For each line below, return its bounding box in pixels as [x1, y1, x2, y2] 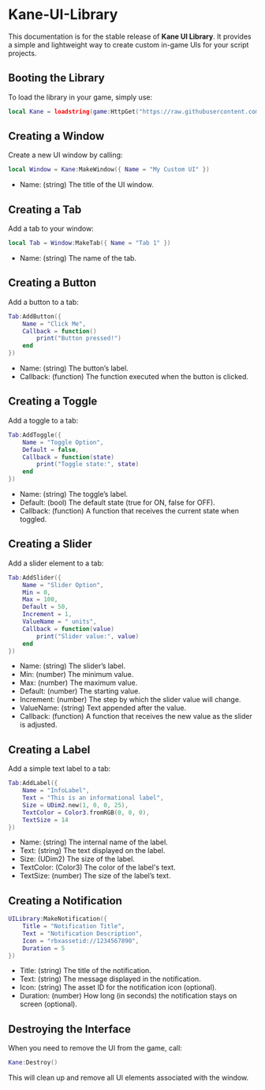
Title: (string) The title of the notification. [19, 966, 151, 975]
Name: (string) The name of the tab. [19, 254, 136, 262]
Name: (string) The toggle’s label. [19, 490, 129, 498]
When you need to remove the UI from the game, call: [8, 1043, 183, 1053]
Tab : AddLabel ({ [8, 780, 58, 787]
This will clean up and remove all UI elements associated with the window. [8, 1073, 249, 1083]
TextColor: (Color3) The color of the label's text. [19, 863, 176, 872]
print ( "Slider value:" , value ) [36, 632, 140, 641]
